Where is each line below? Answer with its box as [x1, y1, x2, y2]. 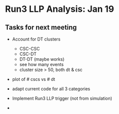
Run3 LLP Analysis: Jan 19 [5, 3, 114, 15]
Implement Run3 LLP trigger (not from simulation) [12, 95, 113, 101]
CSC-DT [19, 51, 37, 57]
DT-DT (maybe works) [19, 56, 65, 62]
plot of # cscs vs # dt [12, 76, 55, 82]
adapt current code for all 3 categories [12, 86, 91, 92]
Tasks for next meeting [5, 23, 77, 32]
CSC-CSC [19, 46, 40, 51]
